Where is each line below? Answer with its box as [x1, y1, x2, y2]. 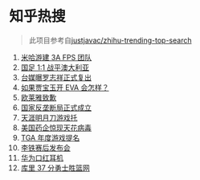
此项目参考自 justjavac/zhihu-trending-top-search [28, 35, 192, 45]
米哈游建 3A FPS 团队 [20, 52, 92, 62]
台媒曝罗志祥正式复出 [20, 72, 92, 82]
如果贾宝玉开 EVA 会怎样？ [20, 82, 109, 92]
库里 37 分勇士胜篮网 [20, 162, 91, 173]
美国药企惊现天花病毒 [20, 122, 92, 133]
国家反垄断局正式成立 [20, 102, 92, 112]
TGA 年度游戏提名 [20, 133, 80, 142]
